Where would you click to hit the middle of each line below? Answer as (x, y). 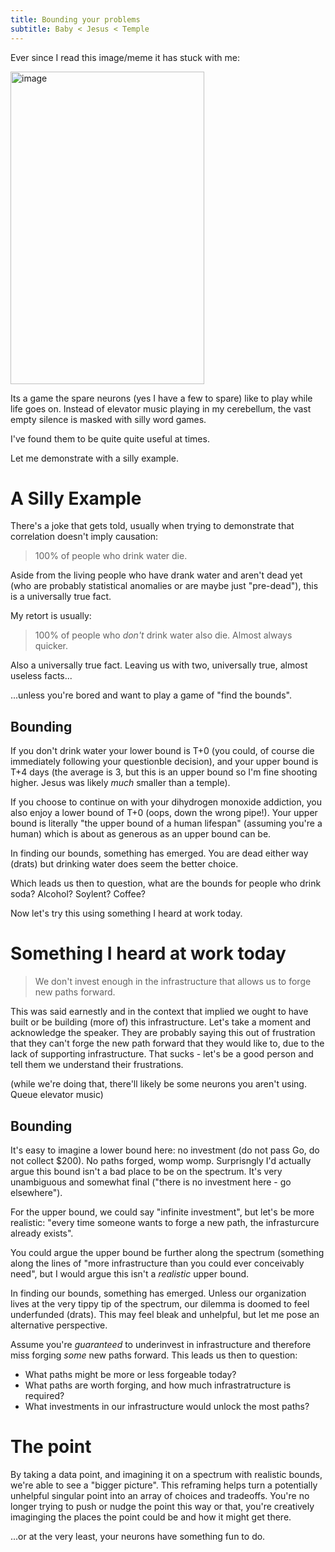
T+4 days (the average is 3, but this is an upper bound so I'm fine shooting (164, 772)
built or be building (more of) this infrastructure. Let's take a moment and (161, 1022)
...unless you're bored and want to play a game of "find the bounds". (151, 695)
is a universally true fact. (61, 597)
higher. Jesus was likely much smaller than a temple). (120, 783)
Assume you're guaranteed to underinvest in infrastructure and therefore (161, 1344)
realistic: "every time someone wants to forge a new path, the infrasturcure (165, 1222)
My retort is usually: (51, 616)
